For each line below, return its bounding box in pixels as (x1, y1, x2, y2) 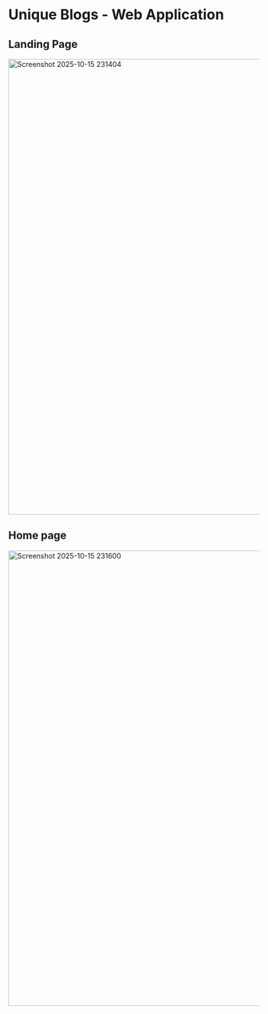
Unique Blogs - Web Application (8, 6, 225, 24)
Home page (8, 529, 67, 543)
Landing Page (8, 37, 78, 51)
